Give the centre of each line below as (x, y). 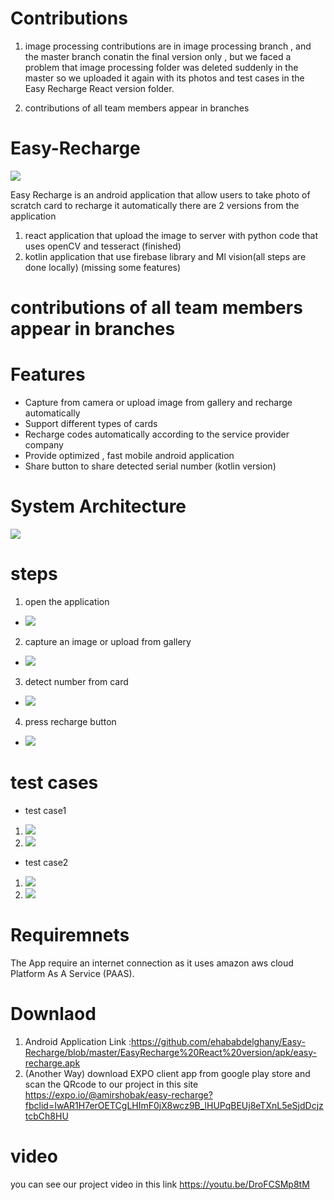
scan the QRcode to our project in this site (111, 1084)
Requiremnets (70, 935)
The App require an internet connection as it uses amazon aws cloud (152, 963)
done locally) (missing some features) (103, 267)
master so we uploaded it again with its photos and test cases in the (164, 78)
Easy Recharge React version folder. (99, 88)
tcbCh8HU (46, 1116)
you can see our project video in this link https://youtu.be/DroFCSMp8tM (160, 1184)
